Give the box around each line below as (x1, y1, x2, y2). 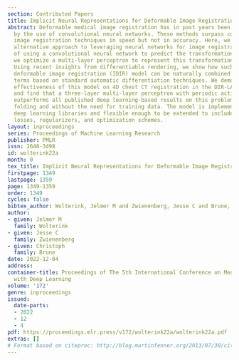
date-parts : (14, 302, 50, 309)
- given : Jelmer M (7, 216, 62, 223)
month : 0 (7, 156, 33, 164)
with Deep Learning (14, 275, 72, 282)
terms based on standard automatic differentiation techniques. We (14, 76, 218, 84)
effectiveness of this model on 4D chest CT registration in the (14, 83, 212, 91)
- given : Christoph (7, 242, 65, 250)
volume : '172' (7, 282, 50, 289)
